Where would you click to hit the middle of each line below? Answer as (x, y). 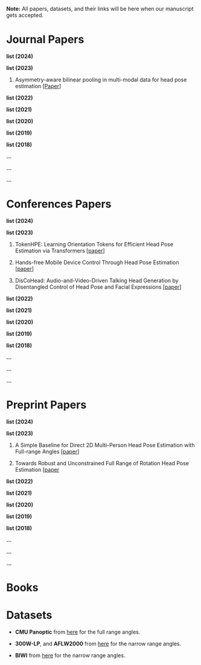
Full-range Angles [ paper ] (47, 451)
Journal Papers (45, 40)
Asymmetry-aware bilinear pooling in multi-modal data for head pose (101, 79)
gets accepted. (25, 15)
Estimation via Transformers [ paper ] (60, 251)
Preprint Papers (46, 405)
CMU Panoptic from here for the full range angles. (78, 632)
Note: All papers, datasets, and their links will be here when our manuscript (100, 9)
